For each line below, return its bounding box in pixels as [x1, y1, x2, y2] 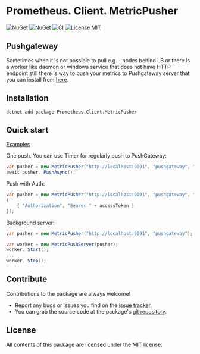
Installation [6, 93, 49, 104]
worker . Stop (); [6, 258, 46, 264]
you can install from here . [6, 76, 69, 83]
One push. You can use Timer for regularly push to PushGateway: [6, 152, 167, 159]
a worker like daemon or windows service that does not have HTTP [6, 63, 171, 70]
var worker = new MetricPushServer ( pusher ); [6, 241, 118, 248]
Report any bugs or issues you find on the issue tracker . [14, 302, 152, 309]
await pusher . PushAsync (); [6, 170, 76, 176]
